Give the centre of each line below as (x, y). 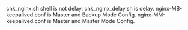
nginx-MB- (169, 9)
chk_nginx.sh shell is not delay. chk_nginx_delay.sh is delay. (80, 9)
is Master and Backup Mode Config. (92, 15)
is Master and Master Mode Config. (91, 21)
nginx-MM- (151, 15)
